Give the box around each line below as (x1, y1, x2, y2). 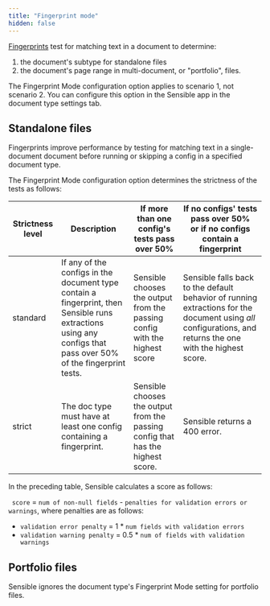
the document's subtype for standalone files (19, 57, 167, 67)
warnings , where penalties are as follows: (8, 506, 145, 516)
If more (140, 203, 169, 214)
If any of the (61, 257, 107, 268)
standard (12, 312, 47, 324)
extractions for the (182, 303, 253, 314)
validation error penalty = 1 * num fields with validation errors (19, 521, 245, 531)
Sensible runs (61, 307, 113, 319)
